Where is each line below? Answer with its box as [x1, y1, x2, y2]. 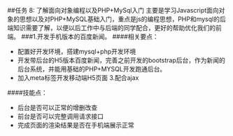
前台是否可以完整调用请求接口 [17, 112, 104, 121]
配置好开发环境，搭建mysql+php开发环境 [17, 48, 136, 55]
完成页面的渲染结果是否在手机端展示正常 [17, 121, 134, 129]
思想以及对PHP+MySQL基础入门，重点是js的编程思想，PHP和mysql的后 [19, 15, 226, 23]
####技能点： [7, 88, 48, 97]
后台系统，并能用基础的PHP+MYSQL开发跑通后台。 [17, 65, 167, 73]
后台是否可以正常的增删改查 [17, 104, 98, 111]
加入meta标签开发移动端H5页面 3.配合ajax [17, 74, 139, 82]
